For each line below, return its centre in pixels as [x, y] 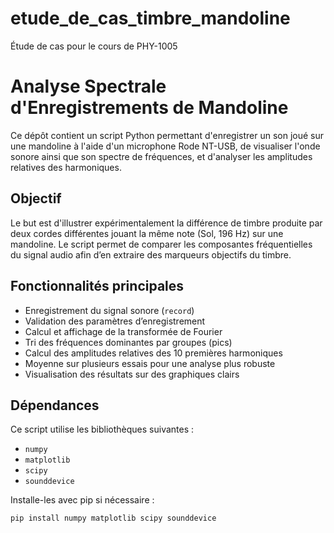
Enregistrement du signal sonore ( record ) [109, 310]
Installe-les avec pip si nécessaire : [82, 500]
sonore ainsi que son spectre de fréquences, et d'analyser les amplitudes [161, 156]
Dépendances [55, 405]
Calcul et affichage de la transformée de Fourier [123, 331]
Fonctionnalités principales [97, 286]
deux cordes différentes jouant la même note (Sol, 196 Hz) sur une [147, 233]
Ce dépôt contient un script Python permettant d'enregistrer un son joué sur [167, 135]
